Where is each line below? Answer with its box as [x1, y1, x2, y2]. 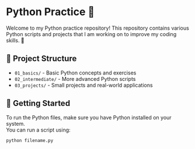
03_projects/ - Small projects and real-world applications [14, 81, 153, 88]
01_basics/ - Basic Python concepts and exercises [14, 69, 137, 76]
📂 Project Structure [6, 54, 77, 63]
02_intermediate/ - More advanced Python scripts [14, 75, 136, 82]
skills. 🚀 [6, 37, 25, 44]
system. [6, 120, 25, 127]
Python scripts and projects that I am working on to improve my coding [6, 30, 177, 37]
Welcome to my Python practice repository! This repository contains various [6, 24, 190, 31]
